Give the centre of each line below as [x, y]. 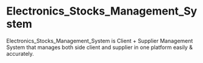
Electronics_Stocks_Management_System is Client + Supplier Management [100, 41]
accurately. [20, 53]
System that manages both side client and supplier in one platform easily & [99, 47]
